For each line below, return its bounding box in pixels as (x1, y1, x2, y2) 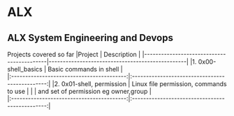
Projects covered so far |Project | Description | (7, 50, 141, 58)
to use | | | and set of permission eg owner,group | (7, 88, 152, 95)
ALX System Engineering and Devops (7, 32, 173, 44)
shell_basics (7, 65, 43, 73)
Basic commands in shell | (47, 65, 124, 73)
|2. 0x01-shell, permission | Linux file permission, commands (52, 80, 227, 88)
